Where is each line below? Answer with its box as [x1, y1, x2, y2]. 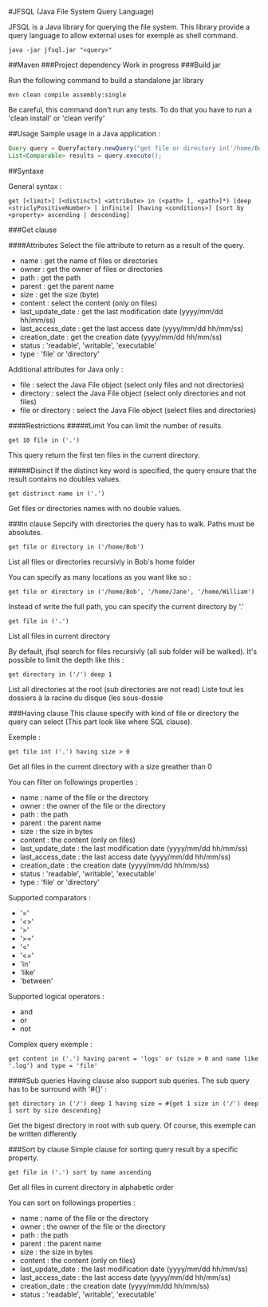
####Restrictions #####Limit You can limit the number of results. [8, 420, 223, 430]
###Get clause [8, 225, 57, 234]
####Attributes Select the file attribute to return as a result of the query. [8, 240, 245, 250]
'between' [19, 976, 53, 986]
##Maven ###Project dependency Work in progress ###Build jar [8, 60, 221, 69]
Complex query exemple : [8, 1039, 93, 1049]
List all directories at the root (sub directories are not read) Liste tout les [8, 684, 245, 694]
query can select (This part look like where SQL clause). [8, 717, 193, 726]
